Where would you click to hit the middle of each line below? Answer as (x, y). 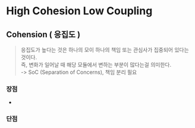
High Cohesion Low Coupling (79, 11)
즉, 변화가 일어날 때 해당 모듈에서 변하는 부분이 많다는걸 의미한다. (96, 65)
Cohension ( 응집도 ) (43, 34)
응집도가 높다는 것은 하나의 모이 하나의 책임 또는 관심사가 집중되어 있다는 (105, 50)
